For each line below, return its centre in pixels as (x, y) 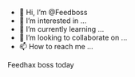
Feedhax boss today (41, 65)
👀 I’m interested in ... (53, 21)
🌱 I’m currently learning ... (62, 29)
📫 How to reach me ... (56, 46)
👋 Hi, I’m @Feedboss (53, 12)
